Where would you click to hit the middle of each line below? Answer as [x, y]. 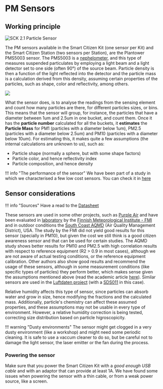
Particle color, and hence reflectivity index [54, 158]
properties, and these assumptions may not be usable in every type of [75, 307]
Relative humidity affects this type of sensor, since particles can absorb [77, 292]
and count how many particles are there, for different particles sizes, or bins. [82, 107]
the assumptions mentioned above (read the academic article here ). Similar [80, 277]
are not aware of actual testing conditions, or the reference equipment [75, 256]
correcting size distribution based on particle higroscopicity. [65, 317]
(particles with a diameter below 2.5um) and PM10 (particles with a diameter [81, 134]
